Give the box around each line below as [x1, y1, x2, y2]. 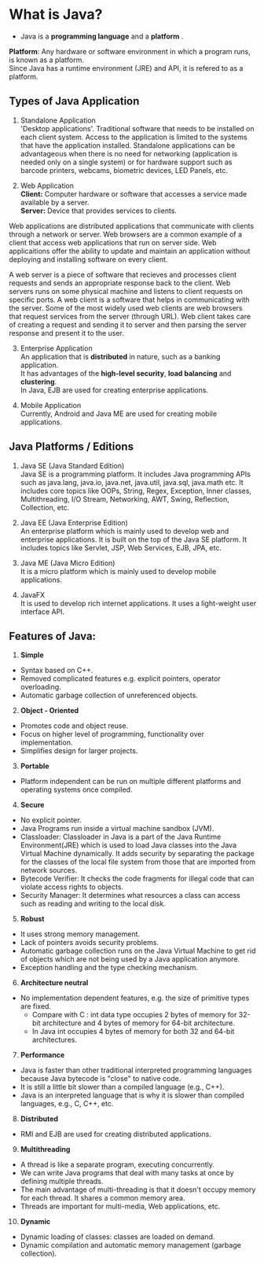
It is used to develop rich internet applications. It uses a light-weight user [20, 598, 257, 608]
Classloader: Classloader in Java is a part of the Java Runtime [20, 832, 222, 842]
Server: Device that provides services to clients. [20, 206, 178, 215]
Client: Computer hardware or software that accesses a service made [20, 189, 247, 198]
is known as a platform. [9, 55, 85, 64]
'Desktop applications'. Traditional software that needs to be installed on [20, 123, 255, 133]
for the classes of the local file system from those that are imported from [20, 857, 256, 866]
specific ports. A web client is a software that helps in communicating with [9, 295, 250, 304]
